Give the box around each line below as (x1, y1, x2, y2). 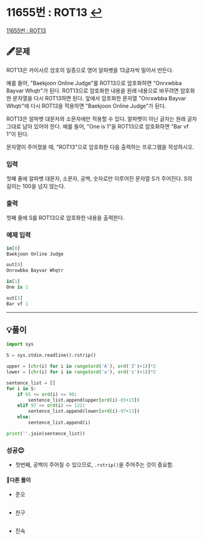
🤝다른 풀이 (6, 476, 32, 483)
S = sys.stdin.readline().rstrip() (6, 352, 97, 359)
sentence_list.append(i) (28, 419, 91, 426)
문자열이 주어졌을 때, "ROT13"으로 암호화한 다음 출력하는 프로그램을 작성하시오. (6, 143, 194, 150)
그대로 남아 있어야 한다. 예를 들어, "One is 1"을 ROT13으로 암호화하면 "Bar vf (6, 122, 189, 130)
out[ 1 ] (6, 295, 23, 301)
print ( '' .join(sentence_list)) (6, 430, 86, 437)
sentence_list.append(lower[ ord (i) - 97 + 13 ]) (28, 409, 140, 415)
